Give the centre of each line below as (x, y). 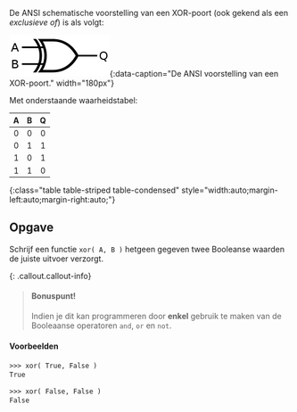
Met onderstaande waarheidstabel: (74, 100)
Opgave (32, 228)
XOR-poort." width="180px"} (62, 83)
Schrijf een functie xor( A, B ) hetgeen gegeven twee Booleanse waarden (147, 249)
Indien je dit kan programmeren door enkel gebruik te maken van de (157, 317)
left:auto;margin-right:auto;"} (62, 199)
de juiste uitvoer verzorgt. (57, 259)
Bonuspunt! (54, 296)
